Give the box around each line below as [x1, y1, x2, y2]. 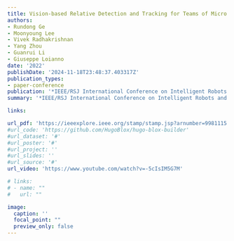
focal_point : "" [13, 217, 61, 224]
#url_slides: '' [7, 152, 55, 159]
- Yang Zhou [7, 43, 42, 50]
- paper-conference [7, 82, 64, 89]
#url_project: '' [7, 146, 58, 153]
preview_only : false [13, 223, 74, 231]
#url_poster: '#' [7, 139, 58, 147]
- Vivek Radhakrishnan [7, 36, 74, 43]
